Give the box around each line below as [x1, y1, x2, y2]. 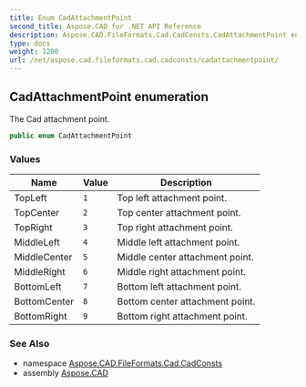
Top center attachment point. [117, 206, 241, 219]
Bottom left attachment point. [117, 280, 242, 292]
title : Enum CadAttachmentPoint [9, 13, 132, 23]
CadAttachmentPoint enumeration [9, 89, 209, 105]
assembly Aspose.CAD [22, 368, 109, 379]
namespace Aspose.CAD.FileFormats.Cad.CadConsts [22, 358, 223, 369]
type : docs [9, 38, 51, 48]
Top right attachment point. [117, 220, 234, 233]
